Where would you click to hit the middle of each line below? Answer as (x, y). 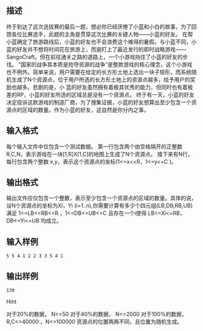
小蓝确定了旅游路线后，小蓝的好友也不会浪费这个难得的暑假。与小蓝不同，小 (101, 42)
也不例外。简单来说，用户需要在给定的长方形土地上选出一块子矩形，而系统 (99, 72)
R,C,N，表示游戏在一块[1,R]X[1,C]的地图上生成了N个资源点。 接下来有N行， (100, 154)
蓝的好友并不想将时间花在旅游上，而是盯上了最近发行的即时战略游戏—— (96, 49)
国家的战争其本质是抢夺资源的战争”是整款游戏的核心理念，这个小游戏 (107, 64)
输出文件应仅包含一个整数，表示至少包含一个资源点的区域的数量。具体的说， (101, 198)
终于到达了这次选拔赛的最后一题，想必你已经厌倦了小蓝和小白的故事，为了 (99, 27)
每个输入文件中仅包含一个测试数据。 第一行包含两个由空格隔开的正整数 (94, 146)
